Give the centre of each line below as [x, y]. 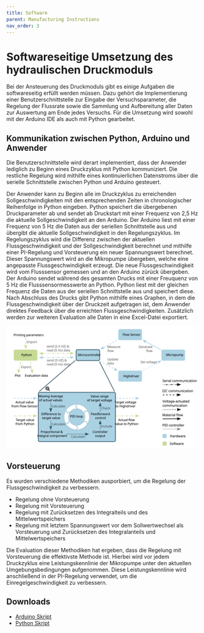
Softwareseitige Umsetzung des [90, 57]
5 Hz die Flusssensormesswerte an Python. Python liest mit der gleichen [98, 285]
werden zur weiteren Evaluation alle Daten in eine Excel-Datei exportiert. [97, 317]
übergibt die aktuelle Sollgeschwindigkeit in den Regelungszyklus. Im [93, 233]
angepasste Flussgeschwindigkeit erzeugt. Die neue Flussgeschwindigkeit [100, 265]
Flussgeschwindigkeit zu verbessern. [53, 487]
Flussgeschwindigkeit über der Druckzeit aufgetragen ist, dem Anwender [98, 304]
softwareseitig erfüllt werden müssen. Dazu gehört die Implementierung [97, 93]
